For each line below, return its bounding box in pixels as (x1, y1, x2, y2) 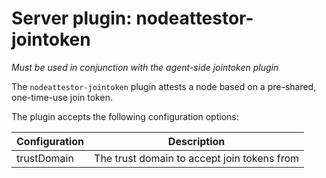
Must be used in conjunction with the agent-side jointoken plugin (11, 61, 279, 73)
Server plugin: (11, 7, 133, 30)
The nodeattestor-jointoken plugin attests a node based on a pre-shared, (11, 80, 317, 92)
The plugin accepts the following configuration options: (11, 110, 239, 122)
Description (167, 134, 226, 148)
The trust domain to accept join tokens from (94, 151, 300, 165)
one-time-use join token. (11, 91, 113, 103)
